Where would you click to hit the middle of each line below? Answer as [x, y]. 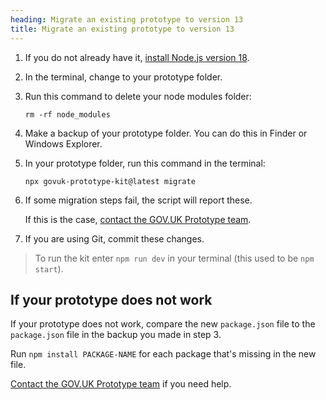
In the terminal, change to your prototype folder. [123, 77]
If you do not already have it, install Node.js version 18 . [137, 57]
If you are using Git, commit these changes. [114, 238]
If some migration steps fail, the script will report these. [138, 200]
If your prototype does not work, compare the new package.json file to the [163, 324]
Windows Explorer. [63, 143]
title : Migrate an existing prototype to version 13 [122, 29]
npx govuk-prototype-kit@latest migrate [110, 181]
